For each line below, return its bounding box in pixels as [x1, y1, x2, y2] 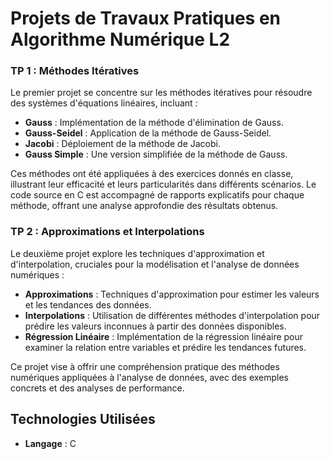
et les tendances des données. [24, 298, 152, 311]
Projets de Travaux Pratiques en [10, 7, 282, 30]
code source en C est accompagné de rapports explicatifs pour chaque [10, 189, 305, 201]
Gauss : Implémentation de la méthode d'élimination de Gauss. [24, 117, 284, 129]
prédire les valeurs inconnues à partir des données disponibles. [24, 320, 287, 332]
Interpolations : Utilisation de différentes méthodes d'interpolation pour [24, 309, 321, 321]
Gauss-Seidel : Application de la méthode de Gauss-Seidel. [24, 127, 272, 139]
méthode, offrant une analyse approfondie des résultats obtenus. [10, 200, 279, 212]
